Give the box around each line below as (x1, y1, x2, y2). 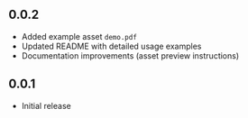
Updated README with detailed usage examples (21, 41, 202, 51)
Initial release (21, 100, 71, 111)
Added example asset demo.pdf (21, 31, 137, 41)
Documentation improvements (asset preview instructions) (21, 50, 240, 61)
